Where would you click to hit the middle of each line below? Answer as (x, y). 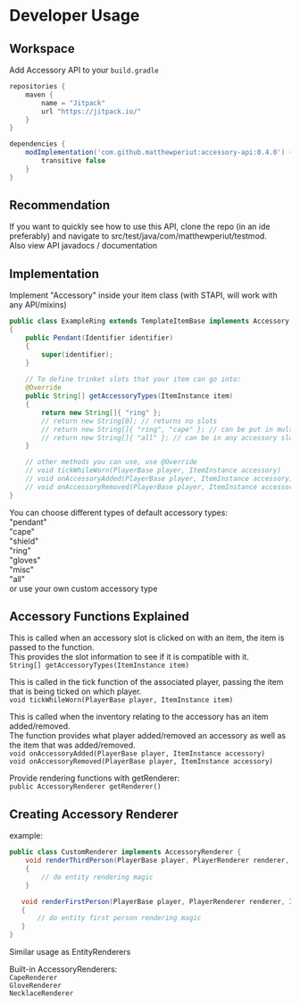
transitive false (73, 161)
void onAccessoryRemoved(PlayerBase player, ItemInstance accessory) (142, 762)
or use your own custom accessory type (83, 588)
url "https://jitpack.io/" (92, 111)
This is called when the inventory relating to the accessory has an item (139, 717)
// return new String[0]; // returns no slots (129, 421)
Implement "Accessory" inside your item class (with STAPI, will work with (144, 295)
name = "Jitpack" (73, 103)
